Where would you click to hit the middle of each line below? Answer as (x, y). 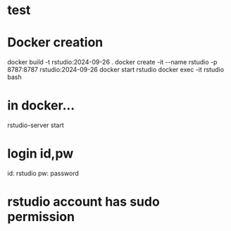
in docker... (41, 106)
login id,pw (40, 154)
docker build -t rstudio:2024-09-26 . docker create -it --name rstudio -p (112, 62)
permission (41, 217)
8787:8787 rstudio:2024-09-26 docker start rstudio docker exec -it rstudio (115, 70)
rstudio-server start (36, 125)
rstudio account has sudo (83, 202)
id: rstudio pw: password (43, 173)
